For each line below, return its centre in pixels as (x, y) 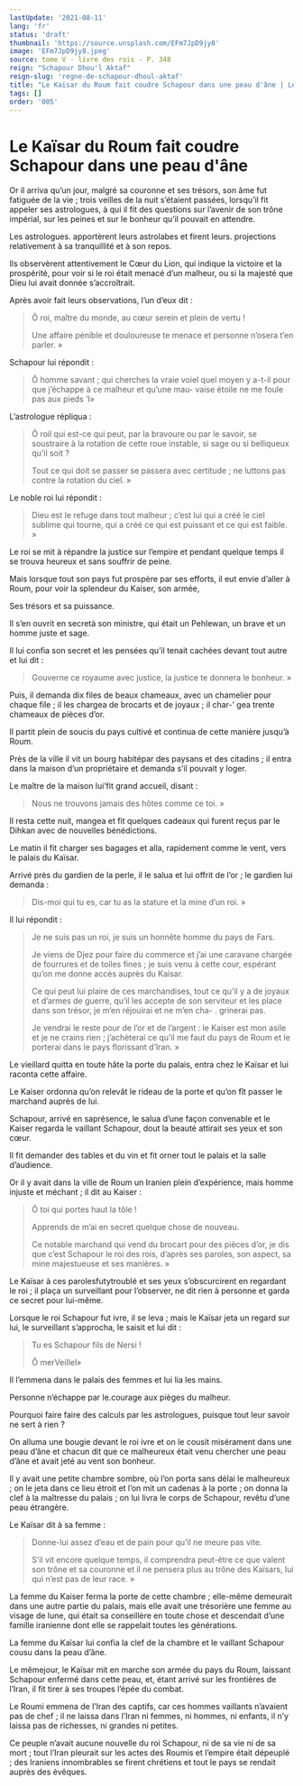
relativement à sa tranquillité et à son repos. (91, 246)
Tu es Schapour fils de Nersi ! (86, 1345)
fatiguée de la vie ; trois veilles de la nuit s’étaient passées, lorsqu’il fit (139, 200)
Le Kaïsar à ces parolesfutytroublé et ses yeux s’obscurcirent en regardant (148, 1282)
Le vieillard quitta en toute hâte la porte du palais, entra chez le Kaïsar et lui (149, 1065)
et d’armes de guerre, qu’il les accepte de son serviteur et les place (156, 1001)
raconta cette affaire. (48, 1074)
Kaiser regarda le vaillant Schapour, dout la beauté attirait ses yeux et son (146, 1128)
